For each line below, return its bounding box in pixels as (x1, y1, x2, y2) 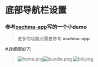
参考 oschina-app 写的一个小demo (5, 23, 87, 30)
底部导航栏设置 (5, 4, 67, 16)
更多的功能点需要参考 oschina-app (17, 36, 90, 42)
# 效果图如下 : (5, 46, 31, 52)
